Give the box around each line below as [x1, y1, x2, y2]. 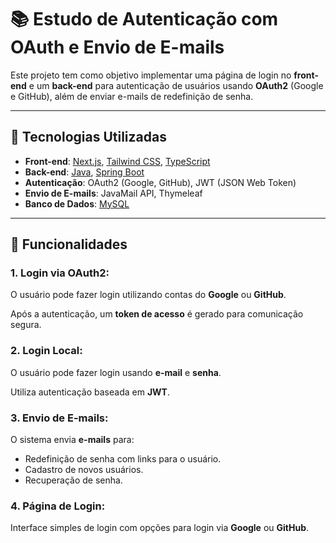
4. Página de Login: [10, 499, 106, 513]
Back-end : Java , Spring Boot [24, 166, 145, 178]
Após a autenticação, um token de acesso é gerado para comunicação [10, 308, 304, 320]
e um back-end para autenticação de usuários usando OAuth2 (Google [28, 79, 324, 91]
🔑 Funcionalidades [10, 236, 128, 253]
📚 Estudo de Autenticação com [10, 8, 279, 31]
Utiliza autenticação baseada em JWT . [10, 386, 170, 398]
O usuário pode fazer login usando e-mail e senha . [10, 366, 222, 378]
